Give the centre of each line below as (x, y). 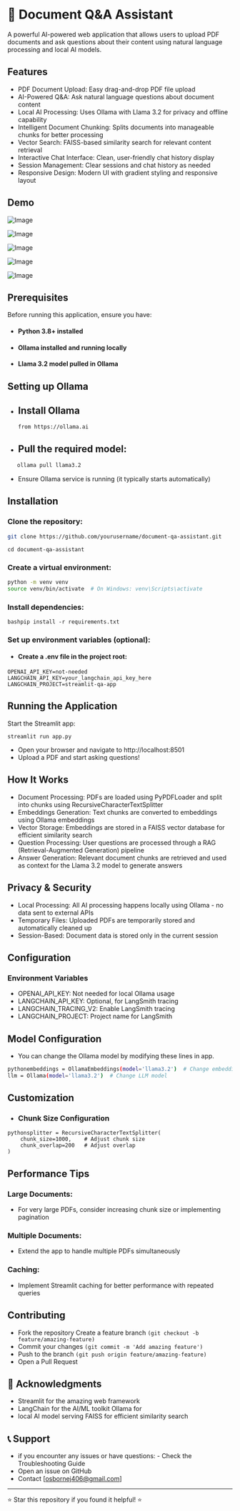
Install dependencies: (46, 607)
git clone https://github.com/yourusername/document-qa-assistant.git (115, 536)
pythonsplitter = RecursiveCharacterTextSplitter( (84, 1133)
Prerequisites (38, 297)
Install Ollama (49, 410)
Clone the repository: (45, 522)
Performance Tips (49, 1174)
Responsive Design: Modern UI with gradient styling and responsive (117, 172)
